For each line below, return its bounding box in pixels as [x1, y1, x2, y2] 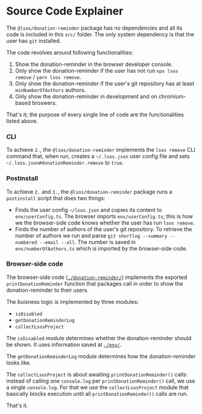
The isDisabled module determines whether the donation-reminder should [6, 334, 192, 341]
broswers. [32, 99, 57, 107]
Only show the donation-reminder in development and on [14, 93, 158, 100]
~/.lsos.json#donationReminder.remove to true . [6, 159, 124, 166]
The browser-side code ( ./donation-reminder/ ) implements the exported [6, 274, 188, 281]
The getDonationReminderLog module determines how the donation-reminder [6, 352, 196, 360]
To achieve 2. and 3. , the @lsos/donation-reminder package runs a [6, 188, 172, 195]
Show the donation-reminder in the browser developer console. [14, 61, 173, 68]
